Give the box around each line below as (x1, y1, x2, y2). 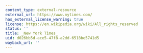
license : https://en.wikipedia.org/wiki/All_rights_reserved (5, 21, 138, 27)
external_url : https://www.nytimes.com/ (5, 12, 93, 17)
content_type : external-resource (5, 7, 77, 13)
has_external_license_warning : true (5, 17, 83, 22)
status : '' (5, 26, 29, 31)
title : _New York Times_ (5, 31, 58, 36)
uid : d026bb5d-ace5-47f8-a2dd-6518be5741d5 (5, 36, 100, 41)
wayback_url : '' (5, 40, 40, 45)
